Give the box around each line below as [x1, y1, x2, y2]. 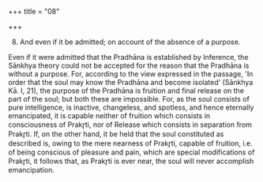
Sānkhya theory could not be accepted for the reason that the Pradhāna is [8, 61, 250, 70]
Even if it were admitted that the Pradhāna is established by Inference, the [8, 53, 249, 61]
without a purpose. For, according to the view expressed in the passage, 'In [8, 69, 254, 78]
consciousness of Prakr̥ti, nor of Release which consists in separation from [8, 120, 253, 129]
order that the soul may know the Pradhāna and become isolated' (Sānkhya [8, 78, 254, 87]
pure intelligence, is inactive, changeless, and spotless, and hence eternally [8, 102, 254, 112]
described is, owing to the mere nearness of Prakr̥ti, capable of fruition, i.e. [8, 139, 253, 148]
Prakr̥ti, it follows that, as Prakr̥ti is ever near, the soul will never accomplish [8, 157, 254, 165]
